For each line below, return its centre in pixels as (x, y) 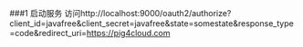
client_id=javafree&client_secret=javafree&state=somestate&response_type (151, 23)
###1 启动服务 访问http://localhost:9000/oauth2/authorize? (120, 13)
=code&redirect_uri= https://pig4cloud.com (90, 33)
